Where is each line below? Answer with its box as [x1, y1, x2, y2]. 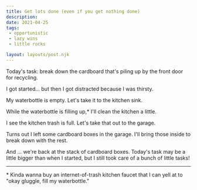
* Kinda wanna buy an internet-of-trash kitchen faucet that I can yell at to [6, 171, 183, 178]
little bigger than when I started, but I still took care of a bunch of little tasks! [6, 154, 190, 161]
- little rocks [8, 42, 46, 47]
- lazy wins [8, 36, 38, 42]
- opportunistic [8, 30, 49, 36]
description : [6, 14, 38, 20]
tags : [6, 25, 19, 31]
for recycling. [6, 74, 38, 81]
